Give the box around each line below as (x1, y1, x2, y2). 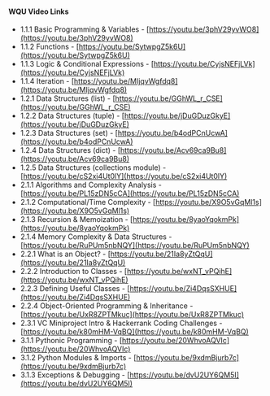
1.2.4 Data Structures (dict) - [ (20, 146, 121, 155)
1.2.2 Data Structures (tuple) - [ (20, 111, 124, 121)
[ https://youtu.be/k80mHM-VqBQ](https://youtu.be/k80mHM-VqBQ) (20, 327, 250, 337)
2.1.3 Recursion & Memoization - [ (20, 215, 133, 224)
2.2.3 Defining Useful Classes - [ (20, 284, 130, 294)
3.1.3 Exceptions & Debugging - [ (20, 370, 130, 380)
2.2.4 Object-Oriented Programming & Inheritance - (20, 301, 194, 311)
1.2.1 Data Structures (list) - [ (20, 94, 115, 103)
